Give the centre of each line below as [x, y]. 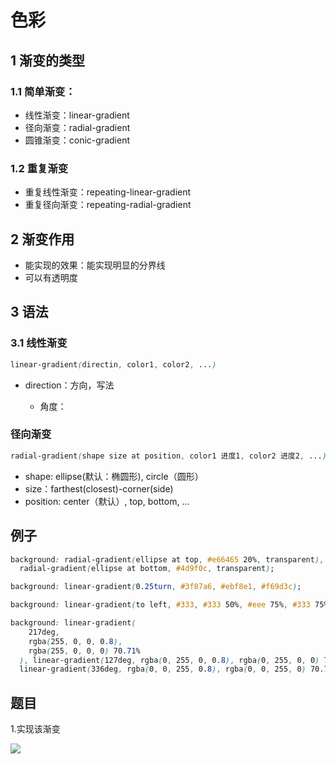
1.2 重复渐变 [39, 168]
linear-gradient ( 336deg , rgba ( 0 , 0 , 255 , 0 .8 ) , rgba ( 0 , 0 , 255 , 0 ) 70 [169, 669]
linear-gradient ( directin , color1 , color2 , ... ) [113, 364]
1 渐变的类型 [48, 60]
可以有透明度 [51, 277]
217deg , [44, 632]
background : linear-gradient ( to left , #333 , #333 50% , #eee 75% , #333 [160, 605]
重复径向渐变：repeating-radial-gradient [108, 205]
